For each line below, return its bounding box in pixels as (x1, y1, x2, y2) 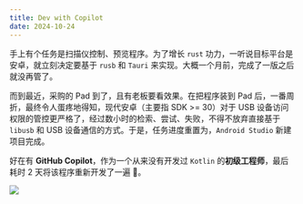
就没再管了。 (9, 70, 57, 82)
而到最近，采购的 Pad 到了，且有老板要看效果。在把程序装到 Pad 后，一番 (9, 90, 287, 101)
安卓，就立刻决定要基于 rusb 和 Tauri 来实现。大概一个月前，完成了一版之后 (9, 59, 295, 70)
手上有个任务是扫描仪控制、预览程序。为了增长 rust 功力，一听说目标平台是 (9, 47, 294, 59)
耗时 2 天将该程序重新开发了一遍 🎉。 (9, 166, 146, 178)
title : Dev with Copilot (9, 13, 104, 23)
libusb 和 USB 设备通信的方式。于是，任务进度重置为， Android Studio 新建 (9, 124, 292, 135)
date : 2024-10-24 (9, 22, 76, 31)
